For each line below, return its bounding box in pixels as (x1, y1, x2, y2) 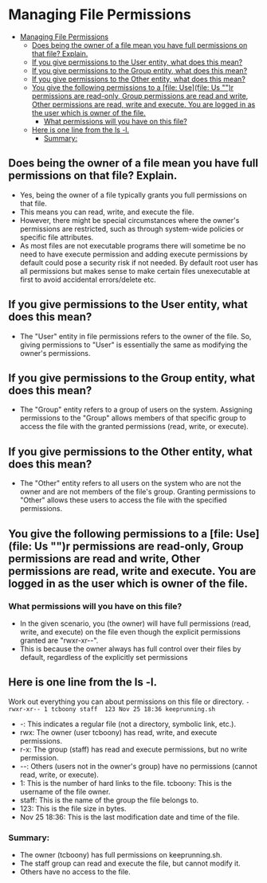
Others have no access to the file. (19, 866, 131, 877)
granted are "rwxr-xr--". (19, 635, 99, 645)
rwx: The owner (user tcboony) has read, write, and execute (19, 727, 218, 737)
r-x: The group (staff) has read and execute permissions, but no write (19, 744, 248, 754)
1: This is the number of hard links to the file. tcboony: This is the (19, 778, 233, 787)
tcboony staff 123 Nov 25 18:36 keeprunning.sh (50, 705, 216, 713)
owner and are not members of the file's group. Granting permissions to (19, 487, 257, 497)
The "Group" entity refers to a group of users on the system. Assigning (19, 404, 253, 415)
